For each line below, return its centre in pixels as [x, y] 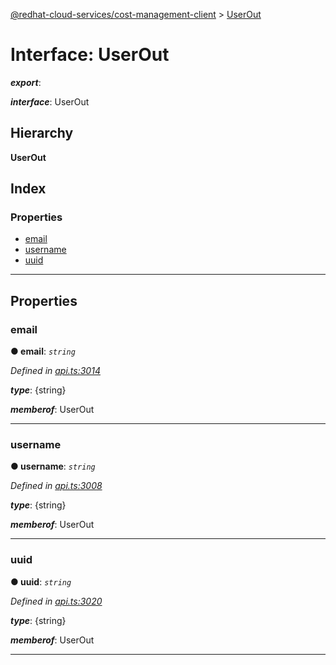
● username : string [53, 466]
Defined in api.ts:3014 [55, 371]
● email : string [43, 351]
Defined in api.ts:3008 [56, 486]
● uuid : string [41, 581]
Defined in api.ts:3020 [56, 601]
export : [26, 82]
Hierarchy [42, 133]
